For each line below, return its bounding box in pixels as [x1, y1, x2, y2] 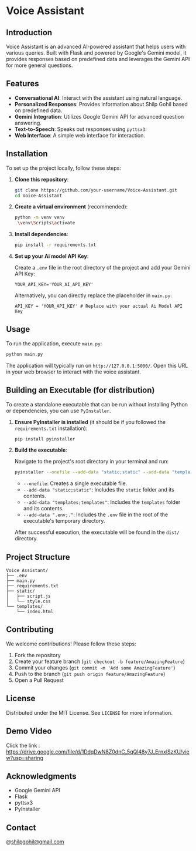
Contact [6, 822, 36, 832]
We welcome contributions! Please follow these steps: [6, 640, 136, 647]
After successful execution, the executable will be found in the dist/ [14, 529, 180, 536]
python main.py [6, 351, 43, 357]
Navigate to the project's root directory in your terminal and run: [14, 458, 169, 465]
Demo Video [6, 726, 52, 736]
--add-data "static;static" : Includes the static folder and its [23, 486, 174, 493]
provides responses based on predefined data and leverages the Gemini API [6, 56, 190, 62]
